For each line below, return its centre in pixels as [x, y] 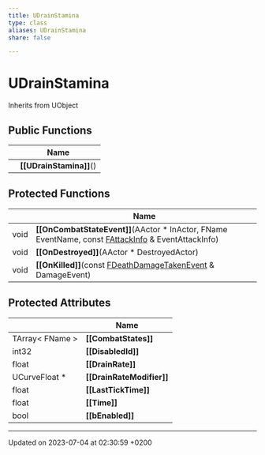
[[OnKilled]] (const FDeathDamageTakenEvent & [125, 265]
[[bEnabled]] [110, 416]
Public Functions [50, 130]
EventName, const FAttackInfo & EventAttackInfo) [127, 239]
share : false [30, 38]
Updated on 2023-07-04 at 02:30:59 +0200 [80, 442]
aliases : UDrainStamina [47, 30]
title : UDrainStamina [44, 15]
